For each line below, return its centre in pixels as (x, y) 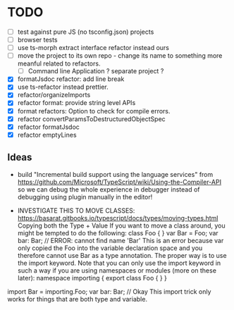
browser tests (37, 40)
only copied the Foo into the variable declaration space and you (110, 248)
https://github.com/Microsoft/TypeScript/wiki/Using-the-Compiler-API (119, 182)
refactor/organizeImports (54, 95)
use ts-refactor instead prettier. (63, 87)
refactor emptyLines (47, 135)
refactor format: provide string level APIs (76, 103)
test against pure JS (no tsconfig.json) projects (86, 32)
